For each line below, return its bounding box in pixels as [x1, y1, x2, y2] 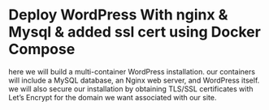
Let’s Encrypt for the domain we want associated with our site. [8, 92, 217, 102]
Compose [8, 40, 76, 58]
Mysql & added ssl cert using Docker [8, 23, 262, 41]
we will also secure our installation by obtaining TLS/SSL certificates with [8, 83, 254, 94]
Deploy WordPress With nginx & [8, 6, 228, 24]
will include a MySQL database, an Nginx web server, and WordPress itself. [8, 75, 260, 85]
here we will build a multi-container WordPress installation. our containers [8, 66, 256, 76]
